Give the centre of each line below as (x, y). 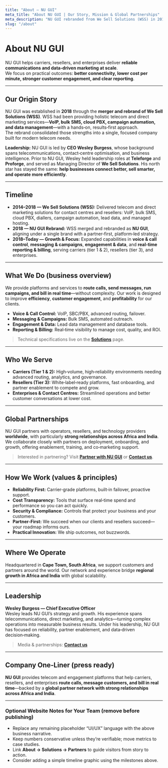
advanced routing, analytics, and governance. (60, 377)
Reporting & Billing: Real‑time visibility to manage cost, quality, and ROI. (87, 329)
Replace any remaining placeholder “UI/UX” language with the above (83, 728)
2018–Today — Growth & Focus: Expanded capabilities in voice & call (84, 239)
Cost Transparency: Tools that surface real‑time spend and (74, 500)
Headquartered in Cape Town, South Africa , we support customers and (79, 565)
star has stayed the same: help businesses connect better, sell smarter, (80, 169)
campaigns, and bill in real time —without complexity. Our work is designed (83, 293)
